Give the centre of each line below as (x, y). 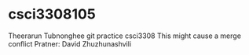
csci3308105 (52, 14)
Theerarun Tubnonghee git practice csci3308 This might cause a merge (125, 36)
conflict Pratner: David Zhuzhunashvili (70, 43)
